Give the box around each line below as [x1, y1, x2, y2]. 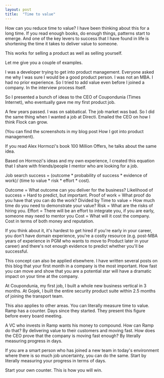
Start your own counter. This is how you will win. [5, 367, 102, 373]
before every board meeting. [5, 313, 62, 318]
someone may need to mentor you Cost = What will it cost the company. [5, 213, 150, 219]
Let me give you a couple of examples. [5, 60, 83, 65]
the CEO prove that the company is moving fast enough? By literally [5, 333, 141, 338]
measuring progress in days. [5, 338, 62, 344]
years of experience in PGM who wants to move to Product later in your [5, 238, 149, 244]
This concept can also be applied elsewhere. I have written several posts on [5, 258, 158, 263]
